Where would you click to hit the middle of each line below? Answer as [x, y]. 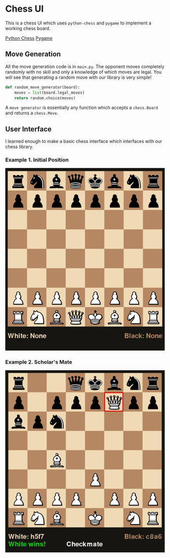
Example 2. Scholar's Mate [39, 362]
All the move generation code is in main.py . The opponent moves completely [85, 66]
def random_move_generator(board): [43, 87]
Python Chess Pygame [29, 38]
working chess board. [28, 28]
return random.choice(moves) [45, 98]
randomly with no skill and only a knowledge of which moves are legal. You [83, 72]
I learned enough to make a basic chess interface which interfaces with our [84, 141]
